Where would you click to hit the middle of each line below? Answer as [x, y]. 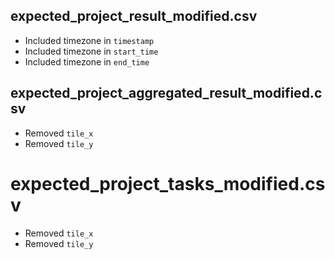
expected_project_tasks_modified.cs [168, 183]
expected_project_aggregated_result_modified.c [166, 93]
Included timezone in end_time [87, 61]
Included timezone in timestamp [89, 40]
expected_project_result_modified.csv [134, 16]
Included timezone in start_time [91, 51]
